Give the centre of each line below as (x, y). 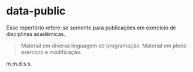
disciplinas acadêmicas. (36, 34)
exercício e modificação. (51, 52)
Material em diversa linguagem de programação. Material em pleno (104, 46)
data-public (36, 11)
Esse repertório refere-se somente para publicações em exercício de (91, 28)
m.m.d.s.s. (19, 64)
